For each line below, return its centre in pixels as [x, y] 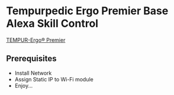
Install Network [33, 73]
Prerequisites [31, 58]
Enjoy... [24, 85]
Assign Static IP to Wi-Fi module [54, 79]
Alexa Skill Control [52, 23]
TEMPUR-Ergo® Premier [36, 40]
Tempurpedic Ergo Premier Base [87, 11]
